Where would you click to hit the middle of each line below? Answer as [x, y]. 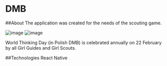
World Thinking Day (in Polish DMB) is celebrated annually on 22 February [83, 42]
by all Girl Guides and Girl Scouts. [41, 48]
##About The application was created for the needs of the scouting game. [83, 23]
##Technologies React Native [36, 58]
